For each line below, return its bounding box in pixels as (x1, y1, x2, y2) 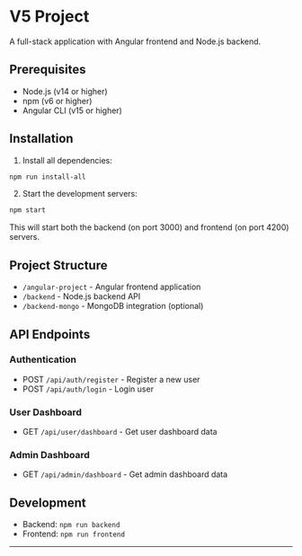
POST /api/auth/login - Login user (22, 384, 155, 394)
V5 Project (9, 6, 90, 27)
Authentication (9, 353, 76, 366)
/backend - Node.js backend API (22, 291, 141, 302)
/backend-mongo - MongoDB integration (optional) (22, 301, 204, 312)
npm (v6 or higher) (22, 95, 93, 106)
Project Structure (9, 258, 108, 273)
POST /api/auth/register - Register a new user (22, 374, 200, 384)
